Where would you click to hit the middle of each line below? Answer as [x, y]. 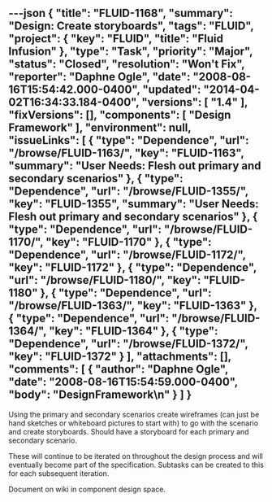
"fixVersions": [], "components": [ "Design [120, 115]
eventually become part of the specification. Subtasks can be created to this [136, 465]
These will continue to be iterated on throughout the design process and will [136, 456]
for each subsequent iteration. [59, 473]
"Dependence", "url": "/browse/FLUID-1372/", [128, 344]
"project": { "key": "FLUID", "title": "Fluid [116, 39]
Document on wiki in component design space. [87, 489]
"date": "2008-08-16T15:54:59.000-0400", [123, 382]
